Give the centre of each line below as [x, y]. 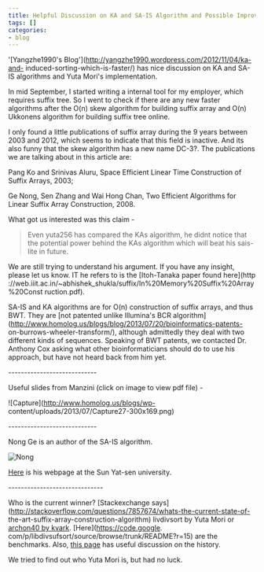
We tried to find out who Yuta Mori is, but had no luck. [95, 560]
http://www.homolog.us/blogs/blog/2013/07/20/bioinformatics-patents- [127, 324]
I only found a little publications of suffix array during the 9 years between [128, 132]
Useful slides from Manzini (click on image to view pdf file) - [106, 388]
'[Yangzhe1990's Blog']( [47, 60]
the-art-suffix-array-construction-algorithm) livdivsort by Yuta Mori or [121, 519]
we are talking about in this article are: [70, 157]
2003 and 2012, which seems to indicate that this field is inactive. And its [126, 140]
